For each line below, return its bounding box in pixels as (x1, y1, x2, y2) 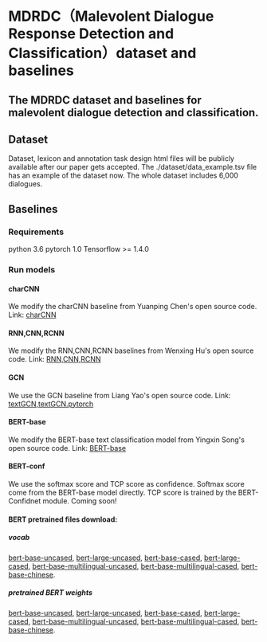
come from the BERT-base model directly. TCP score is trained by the (8, 487, 237, 498)
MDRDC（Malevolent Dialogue (8, 7, 214, 25)
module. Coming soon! (42, 496, 117, 506)
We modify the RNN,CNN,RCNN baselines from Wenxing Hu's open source (8, 346, 254, 355)
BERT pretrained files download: (8, 515, 118, 524)
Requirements (8, 226, 65, 237)
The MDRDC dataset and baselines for (8, 93, 202, 107)
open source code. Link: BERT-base (8, 443, 127, 452)
